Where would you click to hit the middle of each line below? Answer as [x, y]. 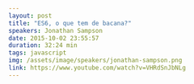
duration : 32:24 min [43, 46]
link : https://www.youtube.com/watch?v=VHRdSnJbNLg [97, 68]
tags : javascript [38, 53]
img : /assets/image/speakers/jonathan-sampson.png [95, 61]
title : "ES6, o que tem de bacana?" [70, 23]
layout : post [30, 16]
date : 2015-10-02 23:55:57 [54, 38]
